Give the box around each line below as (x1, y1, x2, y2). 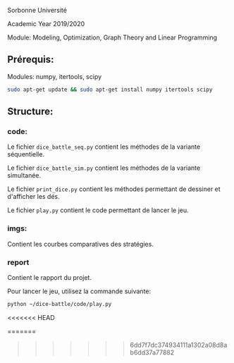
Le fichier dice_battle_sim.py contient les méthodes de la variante (7, 164, 201, 172)
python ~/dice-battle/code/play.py (7, 300, 112, 307)
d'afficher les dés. (7, 192, 60, 201)
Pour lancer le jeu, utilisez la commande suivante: (7, 287, 152, 295)
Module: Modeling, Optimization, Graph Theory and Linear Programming (7, 33, 217, 42)
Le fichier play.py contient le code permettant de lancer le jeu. (7, 206, 189, 214)
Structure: (7, 106, 54, 118)
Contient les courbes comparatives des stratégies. (7, 240, 154, 248)
